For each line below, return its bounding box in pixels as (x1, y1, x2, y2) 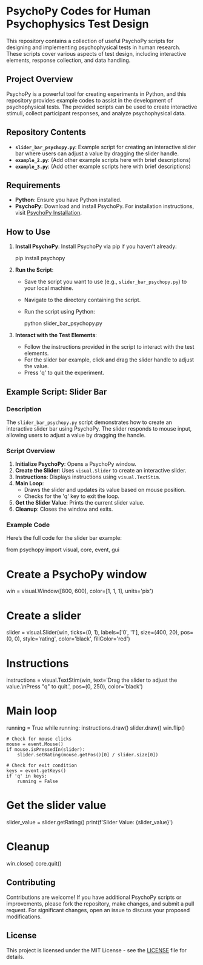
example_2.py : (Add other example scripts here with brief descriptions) (15, 156, 191, 163)
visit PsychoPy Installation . (15, 209, 82, 217)
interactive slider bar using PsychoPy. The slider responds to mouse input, (6, 425, 192, 432)
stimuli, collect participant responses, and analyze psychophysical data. (6, 109, 186, 116)
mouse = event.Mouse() (6, 741, 64, 747)
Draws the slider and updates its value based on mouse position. (24, 486, 186, 494)
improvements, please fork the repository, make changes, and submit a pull (6, 899, 195, 907)
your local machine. (24, 284, 74, 292)
